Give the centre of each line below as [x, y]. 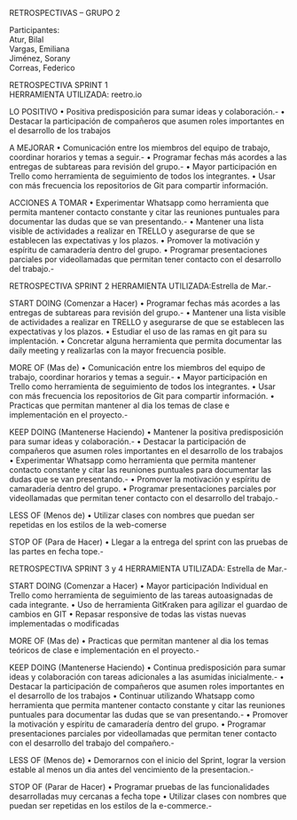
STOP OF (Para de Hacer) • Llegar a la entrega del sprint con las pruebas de [148, 542]
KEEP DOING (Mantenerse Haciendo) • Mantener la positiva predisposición [146, 432]
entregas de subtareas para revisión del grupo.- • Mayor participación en [143, 167]
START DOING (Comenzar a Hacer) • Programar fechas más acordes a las [145, 303]
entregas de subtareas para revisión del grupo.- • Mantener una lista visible [148, 313]
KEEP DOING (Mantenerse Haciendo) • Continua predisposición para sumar [148, 667]
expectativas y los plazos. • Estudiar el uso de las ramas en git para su [138, 331]
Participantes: [35, 30]
